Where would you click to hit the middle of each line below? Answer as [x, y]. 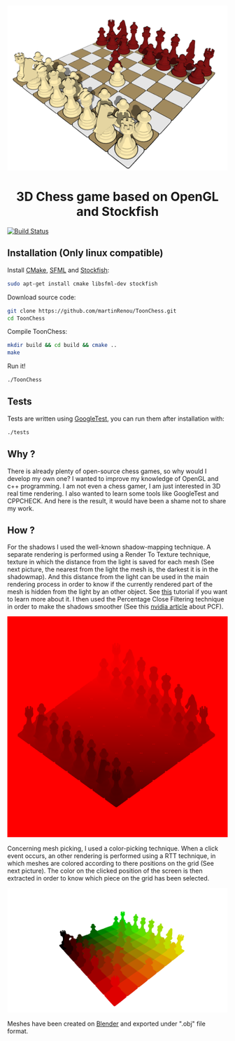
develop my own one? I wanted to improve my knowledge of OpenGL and [113, 478]
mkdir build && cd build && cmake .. [62, 346]
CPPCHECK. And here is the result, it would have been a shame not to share [117, 501]
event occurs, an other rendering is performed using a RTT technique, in [112, 856]
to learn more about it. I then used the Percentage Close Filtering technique [116, 599]
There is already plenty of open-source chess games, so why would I [107, 471]
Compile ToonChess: [37, 332]
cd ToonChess [26, 318]
